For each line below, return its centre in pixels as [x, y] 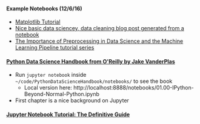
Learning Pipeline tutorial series [55, 48]
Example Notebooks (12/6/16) [45, 8]
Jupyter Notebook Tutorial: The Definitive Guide [68, 114]
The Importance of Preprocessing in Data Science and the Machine [99, 41]
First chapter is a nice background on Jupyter [72, 100]
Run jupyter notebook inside [51, 75]
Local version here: [48, 88]
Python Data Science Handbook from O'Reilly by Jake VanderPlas [91, 61]
